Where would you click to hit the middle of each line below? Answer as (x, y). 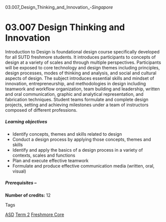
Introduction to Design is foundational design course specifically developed (83, 51)
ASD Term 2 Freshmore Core (35, 215)
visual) (19, 171)
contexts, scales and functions (44, 155)
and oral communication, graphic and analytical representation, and (74, 94)
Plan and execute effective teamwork (50, 160)
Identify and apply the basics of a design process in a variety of (78, 150)
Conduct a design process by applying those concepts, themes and (82, 139)
